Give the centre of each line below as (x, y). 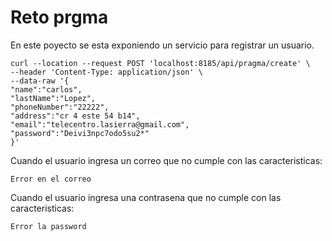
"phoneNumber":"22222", (60, 107)
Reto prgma (59, 17)
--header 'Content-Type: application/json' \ (106, 72)
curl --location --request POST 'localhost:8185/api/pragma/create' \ (160, 63)
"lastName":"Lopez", (53, 98)
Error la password (48, 226)
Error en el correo (51, 179)
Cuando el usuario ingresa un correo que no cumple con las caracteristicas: (166, 160)
